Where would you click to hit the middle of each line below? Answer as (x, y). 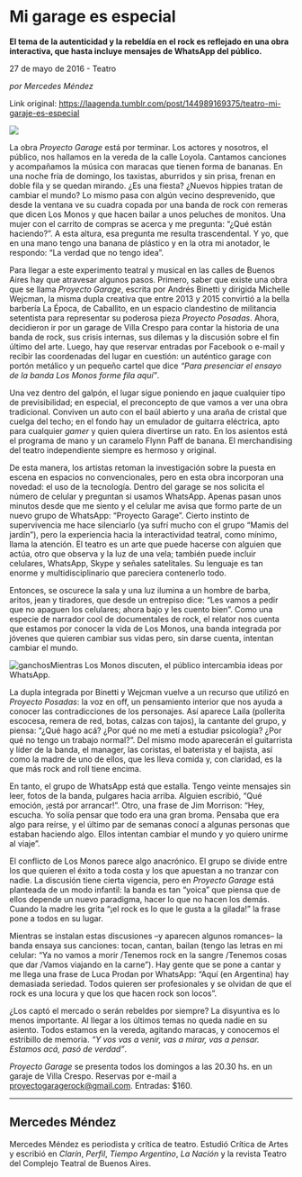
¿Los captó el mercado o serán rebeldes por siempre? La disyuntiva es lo (145, 1010)
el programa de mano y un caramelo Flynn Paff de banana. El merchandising (151, 440)
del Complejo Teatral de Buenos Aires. (80, 1163)
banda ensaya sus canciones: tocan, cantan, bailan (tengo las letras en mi (146, 945)
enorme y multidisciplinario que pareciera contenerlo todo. (118, 573)
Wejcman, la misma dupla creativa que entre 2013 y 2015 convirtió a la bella (150, 298)
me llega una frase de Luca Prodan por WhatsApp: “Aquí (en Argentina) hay (149, 973)
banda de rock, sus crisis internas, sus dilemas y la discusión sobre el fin (144, 337)
